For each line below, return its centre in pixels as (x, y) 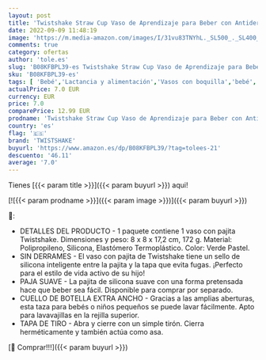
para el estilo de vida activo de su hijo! (82, 273)
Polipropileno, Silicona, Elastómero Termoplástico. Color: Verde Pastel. (135, 248)
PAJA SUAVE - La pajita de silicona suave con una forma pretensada (131, 282)
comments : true (33, 45)
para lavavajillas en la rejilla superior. (80, 315)
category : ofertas (38, 52)
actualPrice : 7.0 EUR (44, 89)
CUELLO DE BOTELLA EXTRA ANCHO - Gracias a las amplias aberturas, (137, 298)
